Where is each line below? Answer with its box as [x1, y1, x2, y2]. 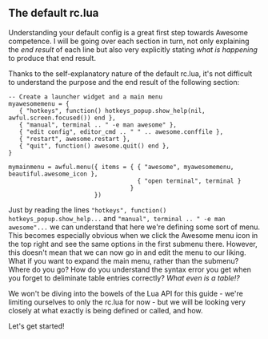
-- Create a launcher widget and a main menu [8, 92, 162, 101]
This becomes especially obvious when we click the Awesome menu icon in [8, 230, 258, 240]
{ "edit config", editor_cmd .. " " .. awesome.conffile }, [18, 127, 224, 135]
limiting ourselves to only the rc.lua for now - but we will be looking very [8, 297, 246, 307]
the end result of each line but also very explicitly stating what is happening [8, 44, 258, 54]
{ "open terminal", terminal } [137, 176, 242, 185]
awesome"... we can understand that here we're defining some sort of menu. [8, 222, 260, 232]
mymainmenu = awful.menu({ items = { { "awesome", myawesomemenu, [8, 163, 234, 171]
